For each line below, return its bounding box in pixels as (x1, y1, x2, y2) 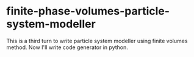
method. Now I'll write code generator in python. (6, 44, 128, 51)
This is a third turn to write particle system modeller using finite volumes (6, 37, 188, 44)
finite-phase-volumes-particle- (6, 4, 170, 18)
